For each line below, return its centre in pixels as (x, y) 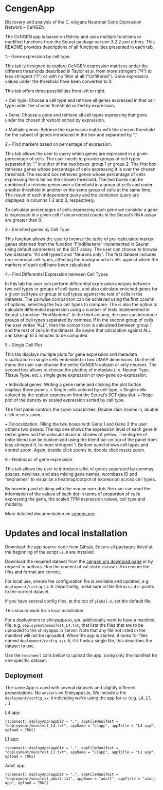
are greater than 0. (24, 220)
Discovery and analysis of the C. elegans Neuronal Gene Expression (73, 22)
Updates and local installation (66, 533)
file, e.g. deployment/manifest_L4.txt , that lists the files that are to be (74, 625)
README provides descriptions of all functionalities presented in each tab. (80, 47)
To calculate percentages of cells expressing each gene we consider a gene (81, 210)
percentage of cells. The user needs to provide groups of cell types (73, 158)
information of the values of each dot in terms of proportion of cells (72, 494)
